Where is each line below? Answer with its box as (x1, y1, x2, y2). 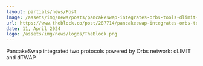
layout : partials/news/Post (6, 8, 77, 15)
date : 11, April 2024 (6, 25, 61, 32)
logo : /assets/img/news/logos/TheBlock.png (6, 31, 118, 37)
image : (6, 14, 23, 20)
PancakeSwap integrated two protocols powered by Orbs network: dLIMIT (6, 47, 192, 55)
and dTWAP (6, 54, 36, 61)
